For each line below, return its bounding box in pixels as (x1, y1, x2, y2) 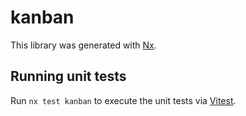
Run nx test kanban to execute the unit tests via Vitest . (10, 94, 237, 106)
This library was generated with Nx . (10, 39, 157, 51)
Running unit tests (10, 68, 127, 85)
